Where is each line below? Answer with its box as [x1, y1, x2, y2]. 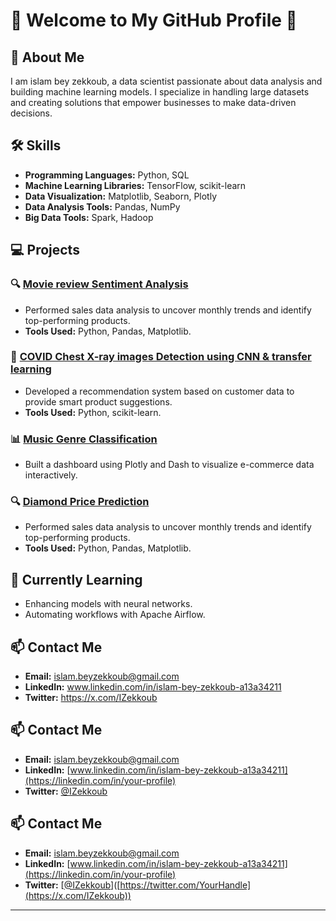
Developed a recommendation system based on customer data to [24, 385, 295, 397]
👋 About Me [10, 49, 85, 66]
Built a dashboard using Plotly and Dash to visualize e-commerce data [24, 459, 315, 471]
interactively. [24, 469, 78, 481]
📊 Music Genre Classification [10, 432, 158, 446]
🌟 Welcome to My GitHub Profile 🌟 [10, 9, 298, 32]
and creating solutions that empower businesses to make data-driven [10, 97, 297, 108]
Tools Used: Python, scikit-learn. [24, 406, 162, 418]
